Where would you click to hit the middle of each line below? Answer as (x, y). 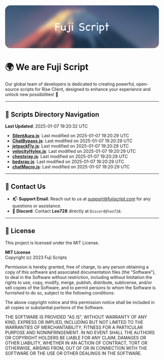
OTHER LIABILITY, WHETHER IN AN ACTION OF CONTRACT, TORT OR (76, 343)
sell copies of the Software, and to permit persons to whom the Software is (81, 287)
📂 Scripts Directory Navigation (52, 115)
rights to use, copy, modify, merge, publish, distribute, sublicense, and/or (79, 282)
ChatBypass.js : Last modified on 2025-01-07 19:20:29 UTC (72, 141)
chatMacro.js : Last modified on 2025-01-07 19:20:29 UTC (71, 167)
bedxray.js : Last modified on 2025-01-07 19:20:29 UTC (68, 162)
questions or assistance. (37, 206)
